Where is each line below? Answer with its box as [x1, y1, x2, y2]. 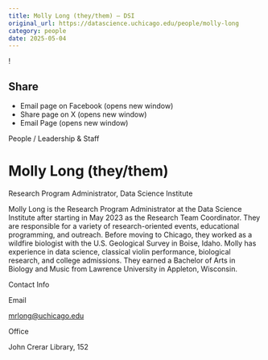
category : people [8, 27, 67, 35]
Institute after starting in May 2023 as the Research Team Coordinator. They [8, 213, 261, 222]
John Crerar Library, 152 [8, 342, 89, 351]
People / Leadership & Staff [8, 134, 100, 143]
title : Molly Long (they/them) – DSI [8, 11, 135, 20]
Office [8, 327, 30, 336]
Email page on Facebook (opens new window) [19, 101, 174, 111]
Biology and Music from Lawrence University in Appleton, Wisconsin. [8, 264, 237, 274]
